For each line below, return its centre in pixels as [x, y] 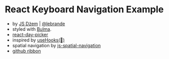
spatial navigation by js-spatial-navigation [57, 45]
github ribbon [27, 51]
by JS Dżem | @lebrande [39, 24]
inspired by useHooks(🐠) [39, 40]
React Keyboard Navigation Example [84, 9]
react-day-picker [30, 34]
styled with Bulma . [32, 29]
